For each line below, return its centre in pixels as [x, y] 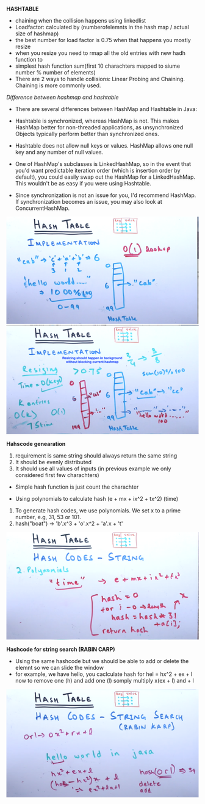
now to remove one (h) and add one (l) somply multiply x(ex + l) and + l [104, 681]
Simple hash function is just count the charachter [77, 487]
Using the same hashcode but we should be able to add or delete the [102, 661]
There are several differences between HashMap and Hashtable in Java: [106, 109]
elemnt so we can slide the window [59, 668]
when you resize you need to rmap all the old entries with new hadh [100, 53]
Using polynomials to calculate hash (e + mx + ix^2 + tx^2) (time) [97, 498]
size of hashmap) [37, 34]
